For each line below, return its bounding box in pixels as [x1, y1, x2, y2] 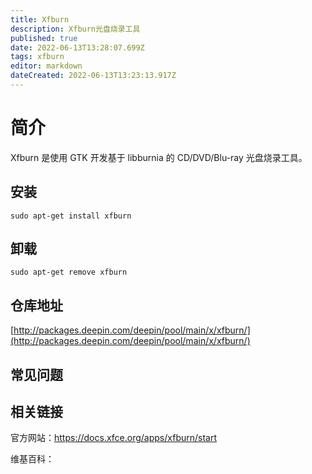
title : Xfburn [10, 14, 70, 25]
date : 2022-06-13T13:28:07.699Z [10, 42, 145, 53]
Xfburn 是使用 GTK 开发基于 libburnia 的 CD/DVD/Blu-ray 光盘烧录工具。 [10, 151, 308, 163]
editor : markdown [10, 61, 83, 71]
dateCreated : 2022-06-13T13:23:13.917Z [10, 71, 177, 81]
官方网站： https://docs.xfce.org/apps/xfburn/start [10, 432, 218, 444]
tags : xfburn [10, 52, 65, 62]
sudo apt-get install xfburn [10, 211, 132, 221]
